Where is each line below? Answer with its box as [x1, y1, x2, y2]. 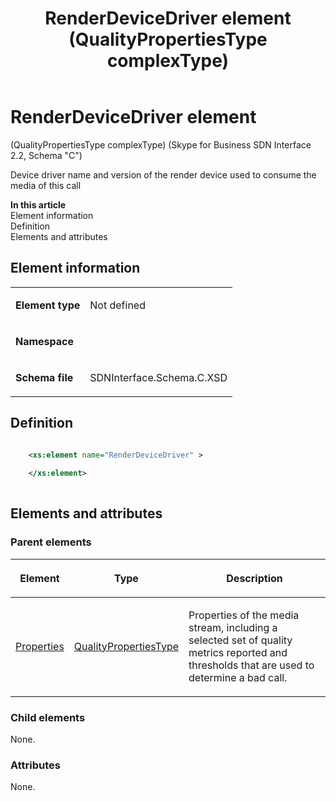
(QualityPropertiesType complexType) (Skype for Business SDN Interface [10, 138, 312, 151]
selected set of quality [188, 633, 293, 647]
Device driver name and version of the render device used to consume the [10, 168, 317, 181]
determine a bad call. [188, 670, 288, 684]
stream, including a [188, 620, 278, 634]
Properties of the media [188, 608, 300, 622]
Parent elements [10, 535, 92, 549]
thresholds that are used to [188, 658, 315, 672]
